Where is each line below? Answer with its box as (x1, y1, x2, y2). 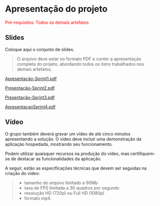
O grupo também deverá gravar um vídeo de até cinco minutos (5, 131, 131, 137)
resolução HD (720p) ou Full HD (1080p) (24, 190, 105, 196)
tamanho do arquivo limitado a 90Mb (24, 180, 98, 186)
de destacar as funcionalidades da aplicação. (11, 155, 102, 161)
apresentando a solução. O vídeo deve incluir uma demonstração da (5, 136, 142, 142)
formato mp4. (24, 195, 52, 201)
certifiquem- (130, 151, 156, 156)
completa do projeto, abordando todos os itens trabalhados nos (16, 61, 144, 67)
